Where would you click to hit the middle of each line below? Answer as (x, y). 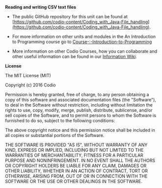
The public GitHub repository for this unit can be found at (70, 16)
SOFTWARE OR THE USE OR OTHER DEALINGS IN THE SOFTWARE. (74, 181)
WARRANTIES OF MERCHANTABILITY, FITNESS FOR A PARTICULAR (74, 155)
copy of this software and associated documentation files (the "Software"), (81, 100)
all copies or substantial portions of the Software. (55, 135)
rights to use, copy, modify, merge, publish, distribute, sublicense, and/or (79, 110)
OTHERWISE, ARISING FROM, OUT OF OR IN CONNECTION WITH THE (76, 176)
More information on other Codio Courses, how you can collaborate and (85, 51)
